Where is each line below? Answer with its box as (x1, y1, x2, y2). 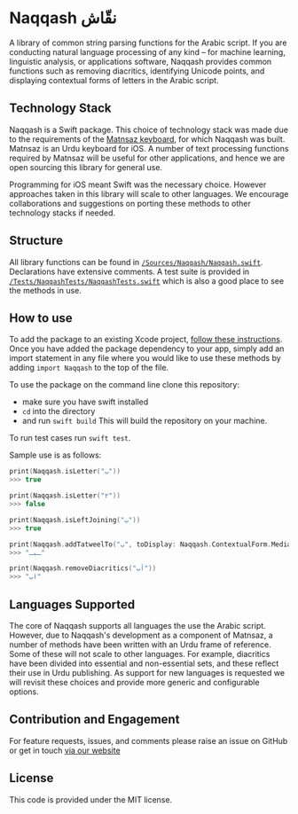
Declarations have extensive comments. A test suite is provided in (9, 266, 250, 277)
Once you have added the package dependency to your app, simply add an (9, 343, 285, 354)
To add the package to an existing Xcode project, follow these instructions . (9, 334, 283, 345)
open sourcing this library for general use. (9, 161, 162, 172)
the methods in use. (9, 285, 82, 295)
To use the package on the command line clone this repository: (9, 380, 239, 390)
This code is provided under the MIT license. (9, 794, 173, 805)
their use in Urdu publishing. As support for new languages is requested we (9, 667, 286, 677)
